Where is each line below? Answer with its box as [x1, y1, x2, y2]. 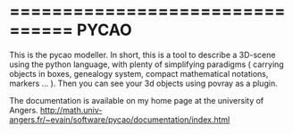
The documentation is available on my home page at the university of [9, 95, 264, 105]
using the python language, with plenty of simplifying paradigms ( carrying [9, 59, 284, 70]
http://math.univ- [39, 105, 103, 115]
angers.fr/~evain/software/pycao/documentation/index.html [9, 113, 230, 125]
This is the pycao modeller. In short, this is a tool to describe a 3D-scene [9, 49, 276, 60]
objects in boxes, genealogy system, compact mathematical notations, [9, 68, 269, 79]
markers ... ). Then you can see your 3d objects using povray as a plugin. [9, 78, 279, 88]
